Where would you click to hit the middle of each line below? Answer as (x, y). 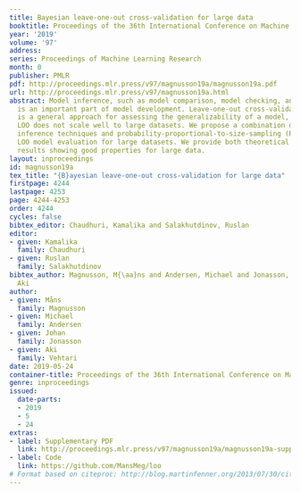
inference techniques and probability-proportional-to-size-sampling (149, 134)
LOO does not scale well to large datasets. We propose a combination (151, 126)
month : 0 (25, 68)
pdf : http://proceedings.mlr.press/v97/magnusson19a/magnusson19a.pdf (143, 84)
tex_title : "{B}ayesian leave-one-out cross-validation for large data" (147, 175)
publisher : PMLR (39, 76)
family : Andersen (50, 325)
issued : (24, 391)
